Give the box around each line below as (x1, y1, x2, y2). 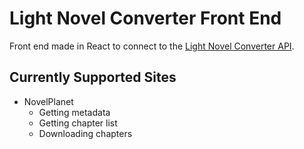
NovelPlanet (23, 95, 74, 107)
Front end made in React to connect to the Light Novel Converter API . (9, 40, 295, 52)
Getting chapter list (38, 117, 118, 129)
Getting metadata (38, 106, 111, 118)
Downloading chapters (38, 127, 133, 139)
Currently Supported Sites (9, 69, 177, 86)
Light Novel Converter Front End (9, 7, 282, 30)
